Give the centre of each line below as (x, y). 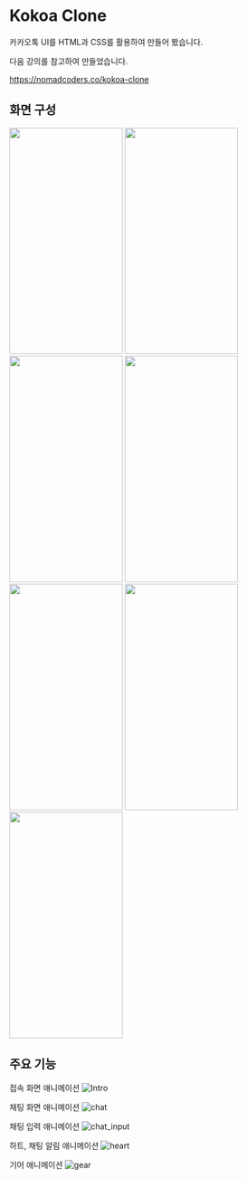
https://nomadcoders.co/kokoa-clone (79, 79)
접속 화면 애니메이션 (44, 1088)
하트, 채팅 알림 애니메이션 (54, 1145)
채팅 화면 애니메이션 (44, 1107)
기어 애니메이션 (36, 1165)
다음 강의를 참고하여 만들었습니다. (69, 61)
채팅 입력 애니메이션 (44, 1126)
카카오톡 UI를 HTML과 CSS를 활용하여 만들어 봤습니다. (106, 42)
